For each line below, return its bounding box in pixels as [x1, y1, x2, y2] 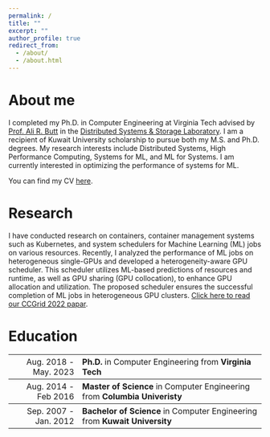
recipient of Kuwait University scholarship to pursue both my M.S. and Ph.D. [8, 134, 260, 145]
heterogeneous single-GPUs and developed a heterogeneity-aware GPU [8, 256, 247, 266]
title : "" [8, 19, 42, 27]
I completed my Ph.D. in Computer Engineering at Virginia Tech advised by [8, 117, 256, 127]
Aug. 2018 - [26, 356, 75, 367]
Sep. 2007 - [27, 405, 75, 416]
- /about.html [15, 57, 63, 65]
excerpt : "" [8, 27, 48, 35]
